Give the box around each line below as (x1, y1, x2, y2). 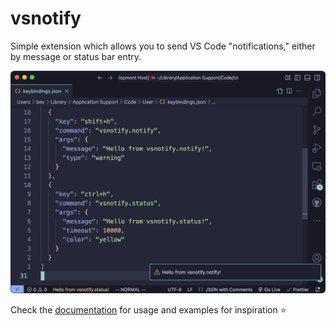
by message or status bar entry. (10, 50, 142, 62)
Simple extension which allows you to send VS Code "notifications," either (10, 40, 316, 52)
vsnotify (10, 7, 82, 30)
